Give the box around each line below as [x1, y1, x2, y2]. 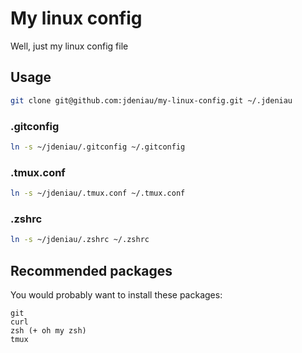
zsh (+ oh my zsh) [10, 325, 87, 336]
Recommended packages [10, 262, 173, 279]
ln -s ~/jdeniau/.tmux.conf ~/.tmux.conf [10, 188, 186, 199]
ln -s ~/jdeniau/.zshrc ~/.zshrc [10, 235, 150, 245]
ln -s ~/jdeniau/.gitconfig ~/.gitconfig [10, 142, 186, 152]
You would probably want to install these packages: [10, 288, 223, 301]
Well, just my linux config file [10, 40, 129, 52]
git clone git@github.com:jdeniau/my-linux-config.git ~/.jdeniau [10, 95, 293, 106]
